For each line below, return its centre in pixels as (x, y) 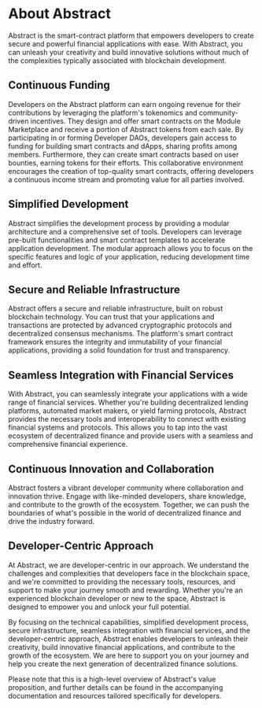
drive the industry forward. (52, 521)
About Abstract (60, 14)
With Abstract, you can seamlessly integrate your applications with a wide (128, 394)
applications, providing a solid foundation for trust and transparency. (119, 350)
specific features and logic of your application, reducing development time (129, 256)
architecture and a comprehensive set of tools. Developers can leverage (125, 231)
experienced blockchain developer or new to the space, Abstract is (117, 598)
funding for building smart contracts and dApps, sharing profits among (123, 146)
